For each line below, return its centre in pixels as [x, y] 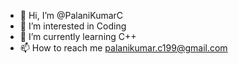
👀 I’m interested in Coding [73, 26]
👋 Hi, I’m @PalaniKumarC [71, 15]
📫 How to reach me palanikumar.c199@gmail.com [123, 48]
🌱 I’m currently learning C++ [78, 36]
